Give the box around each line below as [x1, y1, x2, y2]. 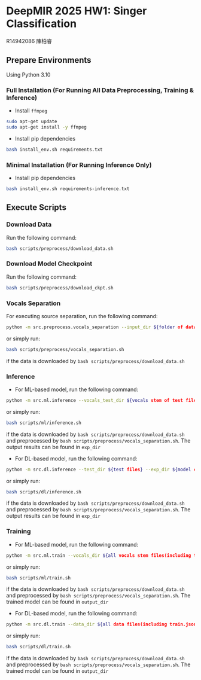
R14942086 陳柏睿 [6, 37, 53, 44]
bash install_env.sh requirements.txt [6, 147, 103, 153]
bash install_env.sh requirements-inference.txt [6, 185, 130, 192]
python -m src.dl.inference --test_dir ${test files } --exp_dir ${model [6, 466, 191, 472]
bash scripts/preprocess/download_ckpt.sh [6, 285, 114, 291]
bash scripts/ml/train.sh [6, 575, 71, 581]
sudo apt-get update [6, 118, 58, 125]
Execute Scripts [6, 202, 67, 213]
